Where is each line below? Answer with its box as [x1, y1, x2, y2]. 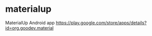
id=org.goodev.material [5, 25, 54, 31]
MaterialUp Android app [5, 20, 55, 26]
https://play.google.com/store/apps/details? [55, 20, 147, 26]
